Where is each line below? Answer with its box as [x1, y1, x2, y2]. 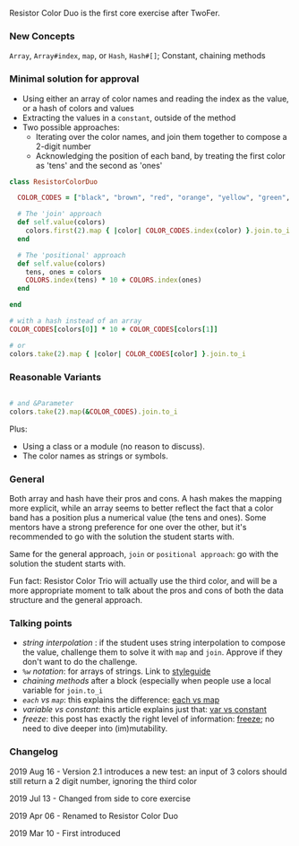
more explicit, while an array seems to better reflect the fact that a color [9, 502, 274, 513]
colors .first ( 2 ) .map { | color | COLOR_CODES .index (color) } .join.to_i [25, 226, 291, 236]
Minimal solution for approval [9, 73, 140, 85]
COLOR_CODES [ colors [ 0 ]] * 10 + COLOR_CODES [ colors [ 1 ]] [9, 325, 218, 334]
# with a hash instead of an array [9, 317, 142, 326]
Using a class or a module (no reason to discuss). [21, 440, 206, 451]
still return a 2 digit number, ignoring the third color [9, 775, 197, 786]
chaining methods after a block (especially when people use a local [21, 676, 271, 686]
